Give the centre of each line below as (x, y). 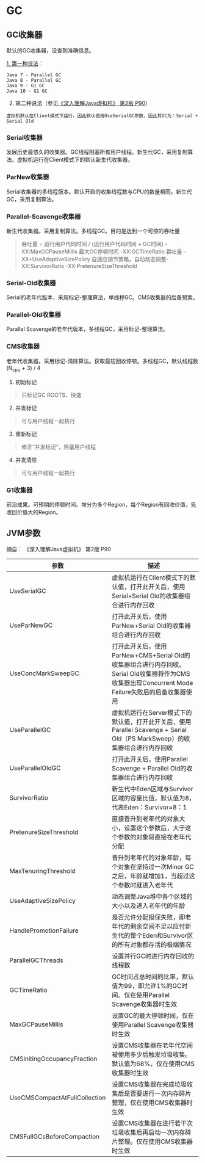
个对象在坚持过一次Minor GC (153, 866)
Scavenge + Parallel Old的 (149, 768)
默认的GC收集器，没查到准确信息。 (50, 50)
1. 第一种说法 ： (25, 63)
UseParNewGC (31, 625)
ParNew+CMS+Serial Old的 (151, 655)
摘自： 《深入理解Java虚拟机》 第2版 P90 (59, 549)
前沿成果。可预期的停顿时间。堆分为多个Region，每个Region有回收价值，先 (101, 504)
